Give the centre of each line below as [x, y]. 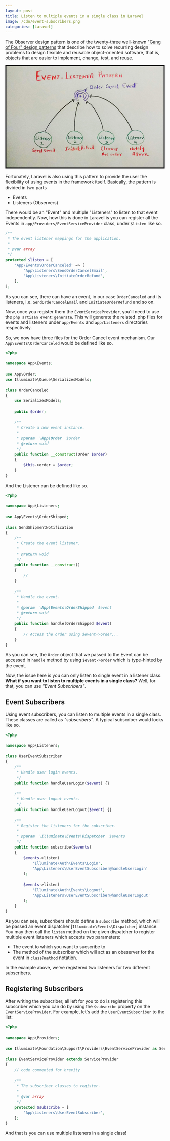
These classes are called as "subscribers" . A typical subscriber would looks [84, 719]
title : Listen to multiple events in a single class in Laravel [74, 16]
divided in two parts [26, 187]
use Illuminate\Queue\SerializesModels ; [49, 379]
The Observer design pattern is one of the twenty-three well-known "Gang [83, 42]
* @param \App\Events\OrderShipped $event [64, 608]
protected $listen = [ [29, 260]
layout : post [19, 11]
